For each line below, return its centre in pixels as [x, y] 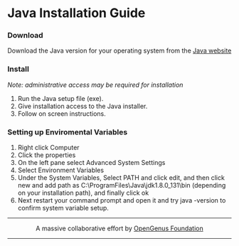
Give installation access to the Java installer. [83, 106]
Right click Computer [48, 148]
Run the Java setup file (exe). [60, 98]
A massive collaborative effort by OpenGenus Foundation [119, 228]
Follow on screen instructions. [62, 113]
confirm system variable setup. [63, 208]
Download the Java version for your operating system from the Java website [119, 50]
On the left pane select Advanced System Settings [91, 163]
